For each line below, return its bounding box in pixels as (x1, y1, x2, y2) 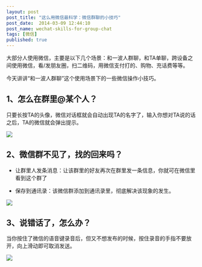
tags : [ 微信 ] (6, 31, 37, 37)
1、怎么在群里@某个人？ (6, 94, 98, 105)
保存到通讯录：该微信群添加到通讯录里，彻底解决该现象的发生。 (15, 187, 174, 194)
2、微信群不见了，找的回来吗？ (6, 149, 123, 160)
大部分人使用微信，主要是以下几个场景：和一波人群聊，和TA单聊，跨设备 (6, 54, 188, 61)
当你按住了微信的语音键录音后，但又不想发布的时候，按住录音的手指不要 (6, 235, 186, 242)
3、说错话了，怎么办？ (6, 218, 91, 228)
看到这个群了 (15, 174, 47, 181)
